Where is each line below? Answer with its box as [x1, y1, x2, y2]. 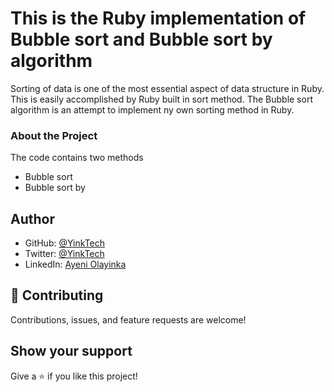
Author [10, 210, 55, 227]
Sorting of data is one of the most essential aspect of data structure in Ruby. [10, 82, 325, 94]
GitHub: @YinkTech [24, 237, 106, 249]
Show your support [10, 343, 133, 360]
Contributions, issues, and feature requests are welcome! [10, 313, 247, 326]
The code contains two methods [10, 152, 144, 164]
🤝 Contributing [10, 287, 104, 304]
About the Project [10, 128, 98, 142]
